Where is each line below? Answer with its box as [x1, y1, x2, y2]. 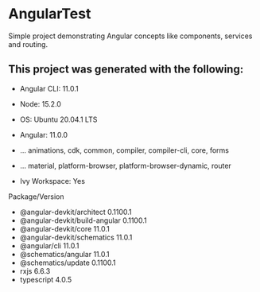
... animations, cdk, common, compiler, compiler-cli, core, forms [19, 145, 229, 155]
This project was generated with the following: [8, 63, 244, 76]
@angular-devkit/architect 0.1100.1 [19, 207, 133, 216]
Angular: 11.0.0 [19, 130, 68, 139]
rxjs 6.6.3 [19, 266, 51, 275]
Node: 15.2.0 [19, 99, 62, 108]
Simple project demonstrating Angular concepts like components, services [8, 31, 253, 41]
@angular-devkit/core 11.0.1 [19, 224, 110, 233]
